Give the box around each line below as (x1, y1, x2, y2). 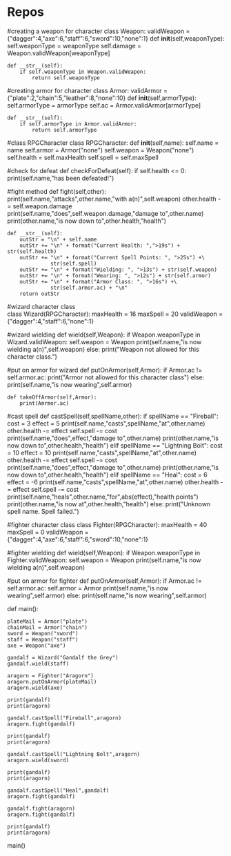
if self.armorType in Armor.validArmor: (19, 120, 137, 128)
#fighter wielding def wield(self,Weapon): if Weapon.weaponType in (7, 548, 201, 557)
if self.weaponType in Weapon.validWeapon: (19, 68, 147, 75)
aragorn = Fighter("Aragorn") (7, 672, 94, 679)
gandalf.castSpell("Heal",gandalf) (7, 787, 110, 794)
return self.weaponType (32, 74, 100, 81)
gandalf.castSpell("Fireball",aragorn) (7, 715, 122, 721)
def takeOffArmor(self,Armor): (7, 394, 97, 401)
